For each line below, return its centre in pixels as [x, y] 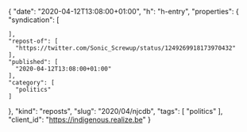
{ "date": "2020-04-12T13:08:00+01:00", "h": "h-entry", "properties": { [124, 11]
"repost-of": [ [33, 41]
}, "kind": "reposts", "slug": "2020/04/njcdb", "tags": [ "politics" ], [116, 111]
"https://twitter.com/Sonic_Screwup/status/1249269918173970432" [126, 48]
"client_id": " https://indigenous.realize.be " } [79, 119]
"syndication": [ [34, 20]
